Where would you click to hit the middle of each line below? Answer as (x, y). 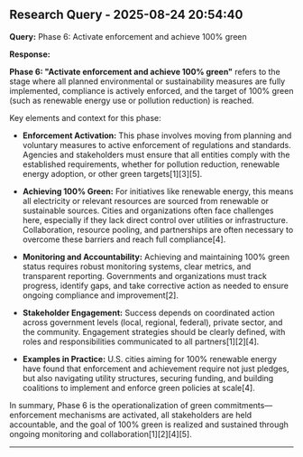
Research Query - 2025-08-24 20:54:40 (126, 15)
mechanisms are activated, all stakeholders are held (156, 415)
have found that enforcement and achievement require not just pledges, (156, 368)
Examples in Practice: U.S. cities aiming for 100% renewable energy (150, 359)
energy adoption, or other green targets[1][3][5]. (112, 173)
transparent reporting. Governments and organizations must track (145, 275)
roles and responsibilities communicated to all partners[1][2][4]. (141, 341)
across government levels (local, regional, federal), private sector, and (152, 322)
